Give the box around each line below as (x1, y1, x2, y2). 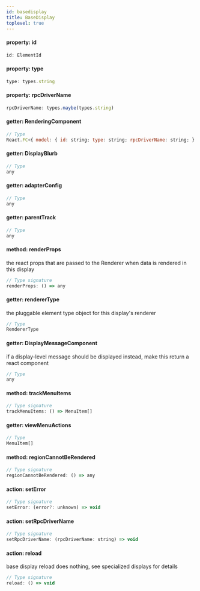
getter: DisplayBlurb (6, 150, 58, 157)
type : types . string (6, 78, 55, 84)
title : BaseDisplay (6, 14, 55, 20)
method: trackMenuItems (6, 389, 71, 396)
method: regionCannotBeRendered (6, 453, 96, 461)
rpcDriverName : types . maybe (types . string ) (6, 105, 114, 111)
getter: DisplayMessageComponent (6, 339, 98, 346)
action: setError (6, 486, 46, 493)
